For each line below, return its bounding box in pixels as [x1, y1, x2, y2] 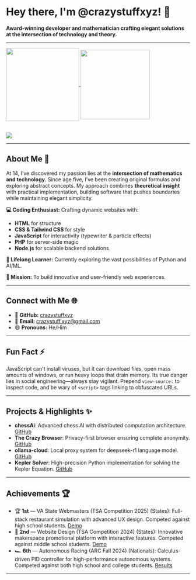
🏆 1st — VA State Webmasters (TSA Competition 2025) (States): [14, 508, 171, 514]
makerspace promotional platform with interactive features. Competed [14, 534, 184, 541]
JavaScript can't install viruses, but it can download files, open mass [6, 365, 171, 372]
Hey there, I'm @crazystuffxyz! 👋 [6, 5, 171, 19]
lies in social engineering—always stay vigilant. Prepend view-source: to [6, 378, 180, 385]
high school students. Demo [14, 522, 83, 529]
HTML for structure [14, 219, 61, 227]
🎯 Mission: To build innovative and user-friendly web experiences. [6, 273, 166, 280]
